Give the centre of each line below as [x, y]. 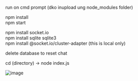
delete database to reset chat [36, 53]
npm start [16, 23]
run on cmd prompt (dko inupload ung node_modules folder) [69, 7]
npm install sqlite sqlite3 [31, 38]
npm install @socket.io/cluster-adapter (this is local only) [65, 43]
